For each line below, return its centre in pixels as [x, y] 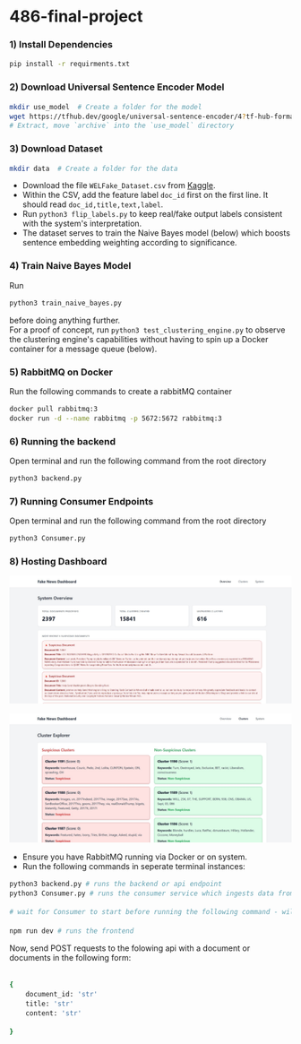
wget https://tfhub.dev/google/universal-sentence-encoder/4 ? [128, 116]
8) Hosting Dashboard [58, 561]
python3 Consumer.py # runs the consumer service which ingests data [142, 893]
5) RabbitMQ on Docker [61, 372]
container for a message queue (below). [83, 349]
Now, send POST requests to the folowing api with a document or [130, 948]
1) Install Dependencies [61, 45]
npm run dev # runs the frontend [72, 931]
